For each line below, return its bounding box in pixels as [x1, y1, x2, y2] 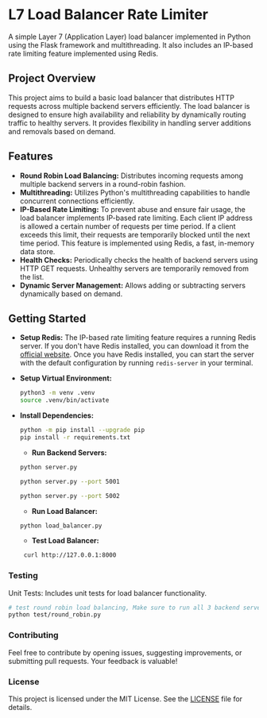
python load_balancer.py [19, 522, 103, 530]
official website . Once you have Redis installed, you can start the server [19, 349, 254, 359]
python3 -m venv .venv [19, 389, 95, 397]
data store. [19, 246, 56, 256]
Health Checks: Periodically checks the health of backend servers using [19, 255, 258, 264]
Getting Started [8, 311, 87, 325]
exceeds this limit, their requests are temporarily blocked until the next [19, 230, 250, 239]
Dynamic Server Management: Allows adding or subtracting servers [19, 280, 246, 290]
